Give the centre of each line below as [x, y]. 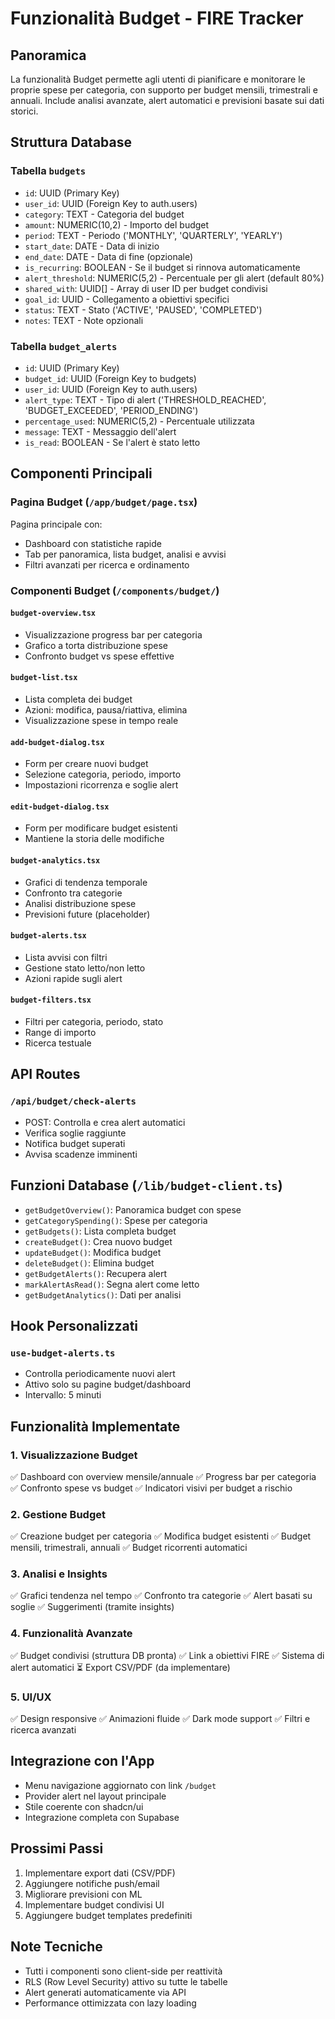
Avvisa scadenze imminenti [81, 1154]
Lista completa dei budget [78, 699]
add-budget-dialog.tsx [57, 742]
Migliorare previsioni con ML [83, 1894]
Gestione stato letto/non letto [85, 968]
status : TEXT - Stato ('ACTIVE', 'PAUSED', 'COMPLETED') [143, 309]
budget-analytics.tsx [55, 861]
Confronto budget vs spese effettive [99, 656]
